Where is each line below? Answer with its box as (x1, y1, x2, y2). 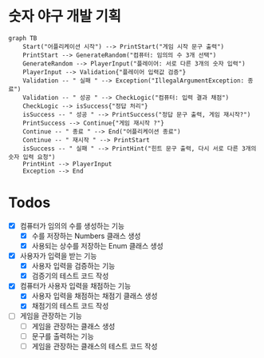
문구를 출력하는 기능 (31, 331, 94, 340)
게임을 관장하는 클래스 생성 (31, 321, 116, 331)
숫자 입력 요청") (8, 153, 56, 161)
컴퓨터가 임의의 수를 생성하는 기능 (19, 221, 125, 230)
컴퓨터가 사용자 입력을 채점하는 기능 (19, 281, 132, 291)
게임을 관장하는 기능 (19, 311, 82, 320)
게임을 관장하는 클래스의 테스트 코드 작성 (31, 341, 158, 351)
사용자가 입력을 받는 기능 (19, 251, 97, 261)
